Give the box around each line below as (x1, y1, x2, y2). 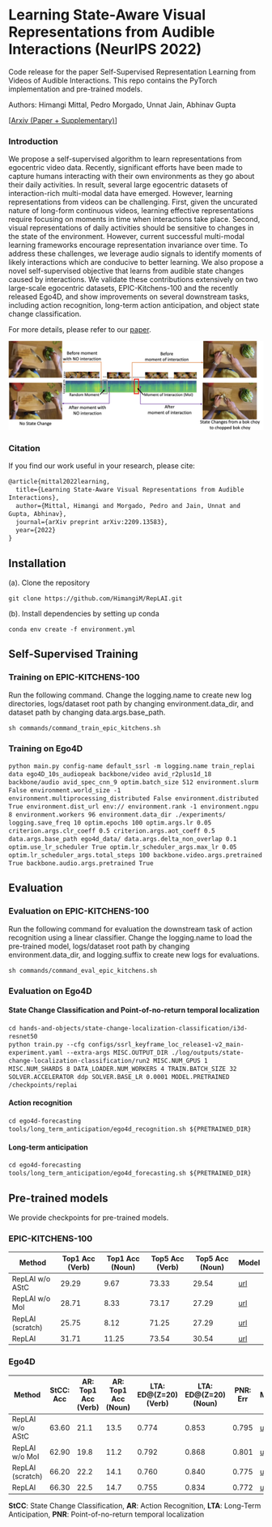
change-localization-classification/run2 (8, 1056, 151, 1064)
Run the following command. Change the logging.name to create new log (8, 690, 253, 700)
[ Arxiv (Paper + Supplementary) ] (8, 115, 117, 125)
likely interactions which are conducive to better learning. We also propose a (8, 258, 264, 267)
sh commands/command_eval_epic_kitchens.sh (8, 966, 158, 975)
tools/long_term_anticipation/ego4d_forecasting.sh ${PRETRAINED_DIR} (8, 1169, 252, 1178)
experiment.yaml (8, 1048, 63, 1056)
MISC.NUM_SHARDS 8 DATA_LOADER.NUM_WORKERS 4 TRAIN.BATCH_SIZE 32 (8, 1064, 237, 1073)
